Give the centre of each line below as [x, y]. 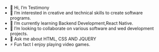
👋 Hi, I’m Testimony [29, 8]
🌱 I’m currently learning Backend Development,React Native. [72, 23]
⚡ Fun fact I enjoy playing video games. [50, 44]
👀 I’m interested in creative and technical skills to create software [76, 13]
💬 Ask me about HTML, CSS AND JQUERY [53, 39]
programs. [20, 18]
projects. [19, 34]
